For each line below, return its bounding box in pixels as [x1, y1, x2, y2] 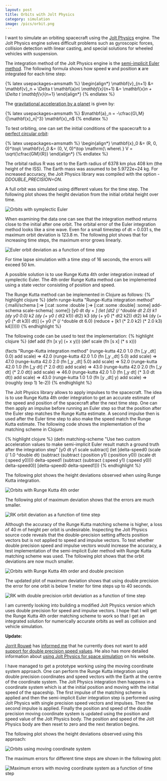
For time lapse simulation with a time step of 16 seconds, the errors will [5, 257, 151, 262]
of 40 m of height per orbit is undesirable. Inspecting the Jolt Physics [5, 526, 148, 533]
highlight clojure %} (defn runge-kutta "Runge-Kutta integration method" [5, 297, 155, 303]
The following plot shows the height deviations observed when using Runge [5, 472, 161, 478]
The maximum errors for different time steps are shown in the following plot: [5, 756, 162, 762]
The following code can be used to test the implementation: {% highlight [5, 333, 154, 339]
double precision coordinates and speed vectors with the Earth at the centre [5, 673, 162, 680]
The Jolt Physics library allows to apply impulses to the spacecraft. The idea [5, 390, 162, 395]
